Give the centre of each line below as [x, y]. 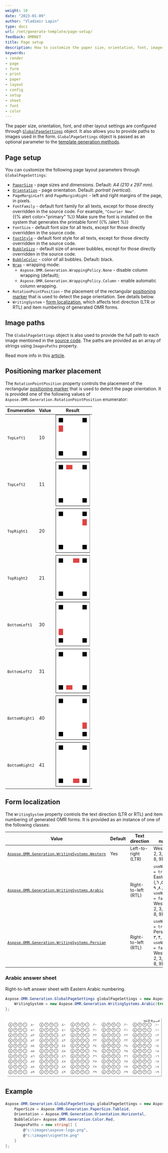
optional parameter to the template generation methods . [63, 142]
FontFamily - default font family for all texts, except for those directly [83, 206]
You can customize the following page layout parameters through [72, 170]
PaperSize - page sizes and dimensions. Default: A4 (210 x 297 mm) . [83, 185]
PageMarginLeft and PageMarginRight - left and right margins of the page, [87, 196]
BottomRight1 [21, 719]
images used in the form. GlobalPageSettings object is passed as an [75, 137]
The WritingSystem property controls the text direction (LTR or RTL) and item [84, 814]
